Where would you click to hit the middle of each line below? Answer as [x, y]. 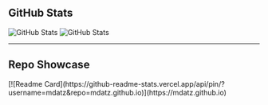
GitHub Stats [41, 13]
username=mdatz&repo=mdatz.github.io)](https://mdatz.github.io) [118, 92]
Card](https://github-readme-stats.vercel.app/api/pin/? [134, 84]
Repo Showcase [49, 65]
